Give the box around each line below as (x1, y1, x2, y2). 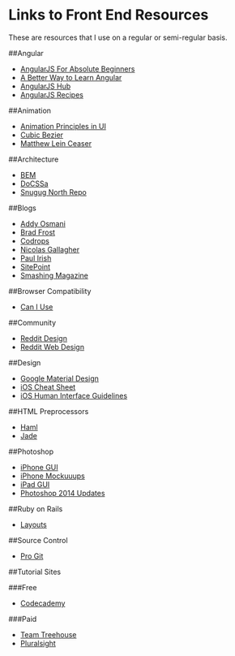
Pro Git (19, 550, 44, 561)
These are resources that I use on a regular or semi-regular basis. (8, 32, 228, 42)
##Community (8, 317, 57, 327)
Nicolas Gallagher (19, 244, 79, 254)
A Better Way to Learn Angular (19, 72, 122, 82)
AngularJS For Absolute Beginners (19, 63, 135, 74)
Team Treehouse (19, 629, 77, 639)
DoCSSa (19, 179, 49, 188)
